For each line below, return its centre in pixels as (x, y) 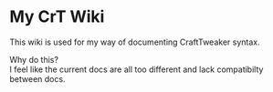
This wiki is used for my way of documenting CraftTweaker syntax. (135, 42)
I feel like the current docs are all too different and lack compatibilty (136, 69)
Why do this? (34, 59)
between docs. (37, 78)
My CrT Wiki (57, 17)
